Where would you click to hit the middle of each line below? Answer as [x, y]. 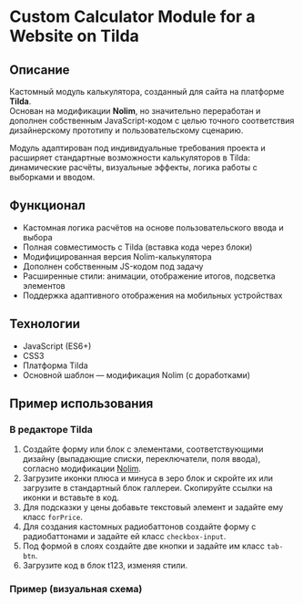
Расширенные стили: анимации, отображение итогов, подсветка [149, 276]
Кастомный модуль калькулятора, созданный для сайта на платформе [147, 92]
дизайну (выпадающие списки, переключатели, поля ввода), [141, 459]
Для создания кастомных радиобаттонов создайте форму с [139, 527]
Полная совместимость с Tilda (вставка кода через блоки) [137, 247]
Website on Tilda [74, 36]
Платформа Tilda [55, 365]
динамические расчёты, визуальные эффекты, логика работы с [133, 167]
